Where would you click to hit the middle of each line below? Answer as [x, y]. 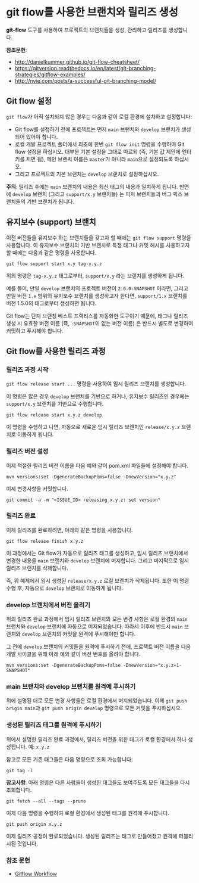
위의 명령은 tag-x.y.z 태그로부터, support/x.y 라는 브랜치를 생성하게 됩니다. [95, 275]
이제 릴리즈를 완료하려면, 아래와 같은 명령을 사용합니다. [70, 530]
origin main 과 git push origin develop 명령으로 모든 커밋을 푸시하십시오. [94, 708]
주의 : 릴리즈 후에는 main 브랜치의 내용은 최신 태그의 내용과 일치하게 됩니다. [92, 186]
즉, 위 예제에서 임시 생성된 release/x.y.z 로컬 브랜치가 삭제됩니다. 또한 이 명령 [98, 580]
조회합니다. [19, 789]
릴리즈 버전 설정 [27, 452]
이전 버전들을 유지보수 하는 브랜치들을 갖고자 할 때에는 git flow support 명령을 [99, 237]
